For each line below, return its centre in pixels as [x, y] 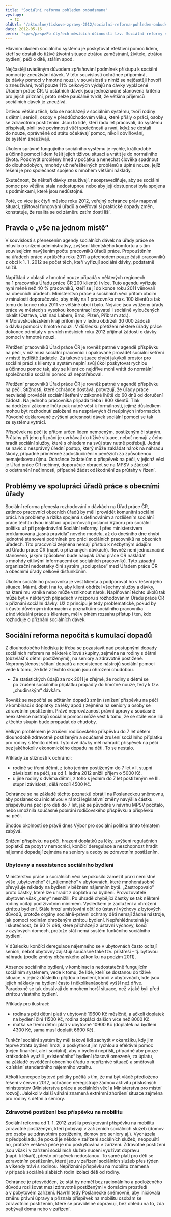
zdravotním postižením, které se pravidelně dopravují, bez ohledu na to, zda [85, 1204]
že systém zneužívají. [28, 139]
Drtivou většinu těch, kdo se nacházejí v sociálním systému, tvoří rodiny [80, 111]
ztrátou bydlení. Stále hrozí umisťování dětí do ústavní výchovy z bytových [83, 909]
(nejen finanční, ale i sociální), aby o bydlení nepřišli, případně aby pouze [82, 1050]
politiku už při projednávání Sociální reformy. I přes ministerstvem [74, 528]
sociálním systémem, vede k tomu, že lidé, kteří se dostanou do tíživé [78, 972]
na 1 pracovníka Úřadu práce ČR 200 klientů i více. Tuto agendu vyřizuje [81, 283]
